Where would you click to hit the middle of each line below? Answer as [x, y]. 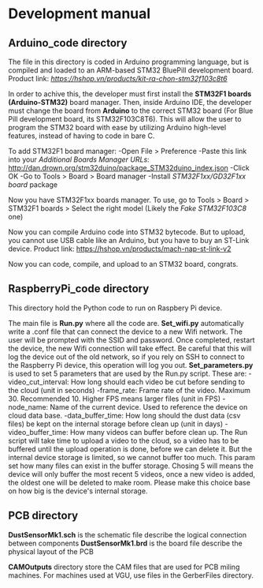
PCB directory [43, 516]
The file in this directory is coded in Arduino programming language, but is [129, 62]
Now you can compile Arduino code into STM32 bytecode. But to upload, [127, 232]
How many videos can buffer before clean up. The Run [159, 432]
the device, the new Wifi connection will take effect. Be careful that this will [130, 348]
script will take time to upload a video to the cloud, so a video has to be [124, 440]
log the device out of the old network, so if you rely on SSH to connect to [127, 357]
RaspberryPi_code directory [79, 289]
